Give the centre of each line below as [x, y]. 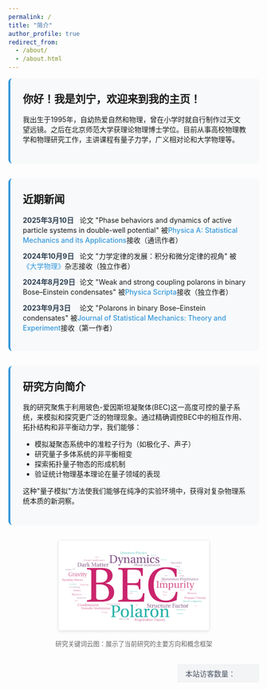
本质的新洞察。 [54, 501]
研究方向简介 [54, 386]
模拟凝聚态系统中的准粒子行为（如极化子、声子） [115, 444]
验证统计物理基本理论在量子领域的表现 [98, 474]
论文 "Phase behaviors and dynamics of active [156, 220]
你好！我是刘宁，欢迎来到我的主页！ [112, 99]
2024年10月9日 [48, 256]
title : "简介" [31, 25]
